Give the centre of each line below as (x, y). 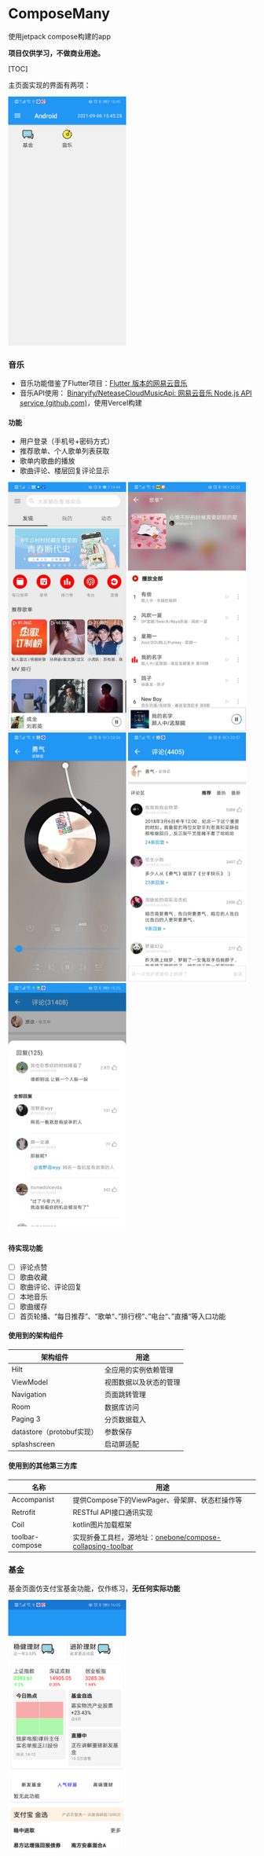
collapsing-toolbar (103, 1546)
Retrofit (24, 1512)
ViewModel (30, 1382)
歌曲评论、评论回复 (51, 1286)
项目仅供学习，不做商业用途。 (56, 53)
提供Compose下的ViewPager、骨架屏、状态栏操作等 (158, 1500)
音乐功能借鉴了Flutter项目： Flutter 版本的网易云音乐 (103, 383)
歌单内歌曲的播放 (47, 461)
